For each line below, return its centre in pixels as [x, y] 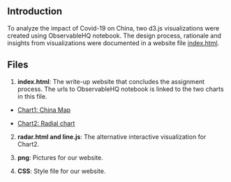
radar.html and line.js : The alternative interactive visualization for [112, 136]
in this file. [32, 96]
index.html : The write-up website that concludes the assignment [111, 81]
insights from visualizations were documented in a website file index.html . [113, 43]
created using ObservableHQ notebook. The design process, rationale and [114, 35]
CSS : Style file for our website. [61, 171]
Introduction [35, 11]
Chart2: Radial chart [46, 123]
